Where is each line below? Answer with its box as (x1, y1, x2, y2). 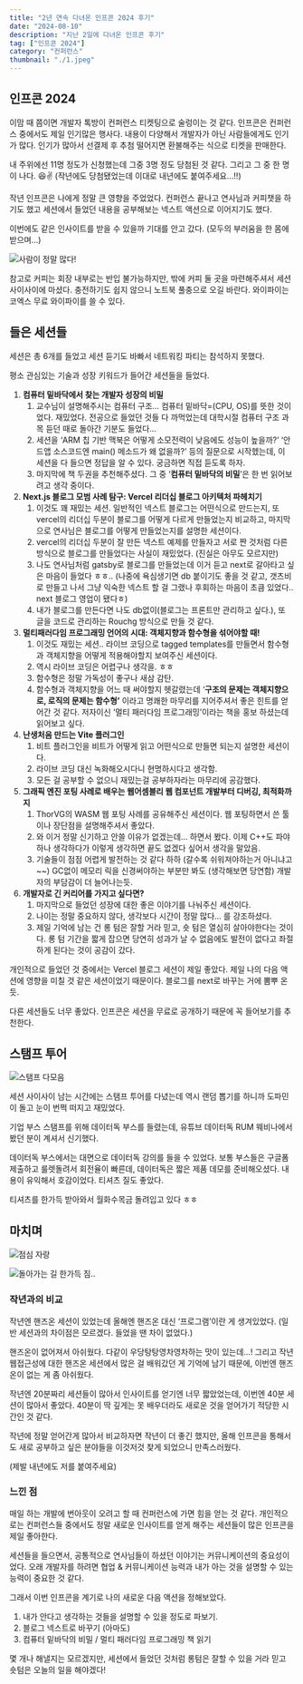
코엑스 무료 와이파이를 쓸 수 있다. (9, 296, 126, 307)
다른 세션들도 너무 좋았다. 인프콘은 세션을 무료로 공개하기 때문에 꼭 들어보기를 (9, 1006, 282, 1017)
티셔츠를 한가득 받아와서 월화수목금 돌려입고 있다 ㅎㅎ (9, 1194, 198, 1205)
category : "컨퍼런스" (9, 47, 83, 56)
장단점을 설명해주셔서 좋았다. (52, 820, 156, 831)
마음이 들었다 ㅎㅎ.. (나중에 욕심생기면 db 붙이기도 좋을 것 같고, (45, 570, 269, 581)
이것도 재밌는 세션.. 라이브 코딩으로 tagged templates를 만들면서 (35, 638, 265, 649)
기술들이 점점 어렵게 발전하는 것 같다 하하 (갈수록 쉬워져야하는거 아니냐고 (35, 853, 293, 864)
